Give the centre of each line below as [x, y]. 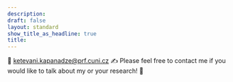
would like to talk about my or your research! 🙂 [76, 71]
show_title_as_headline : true [52, 34]
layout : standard [33, 27]
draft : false [27, 20]
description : [27, 14]
